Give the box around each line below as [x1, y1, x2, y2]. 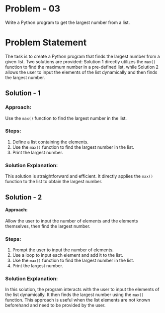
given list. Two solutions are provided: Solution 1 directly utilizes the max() [5, 58, 156, 65]
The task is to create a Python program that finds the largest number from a [5, 53, 160, 59]
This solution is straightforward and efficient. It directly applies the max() [5, 173, 153, 179]
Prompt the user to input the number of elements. [12, 247, 114, 253]
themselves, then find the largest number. [5, 223, 90, 229]
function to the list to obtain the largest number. [5, 179, 103, 185]
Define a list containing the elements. [12, 139, 88, 145]
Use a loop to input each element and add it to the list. [12, 252, 123, 258]
